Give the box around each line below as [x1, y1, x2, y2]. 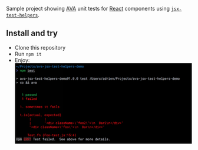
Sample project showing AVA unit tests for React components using [6, 5, 170, 12]
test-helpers [6, 12, 38, 18]
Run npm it [14, 50, 42, 57]
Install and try [6, 28, 58, 38]
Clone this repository [14, 44, 66, 51]
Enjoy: [14, 56, 30, 64]
